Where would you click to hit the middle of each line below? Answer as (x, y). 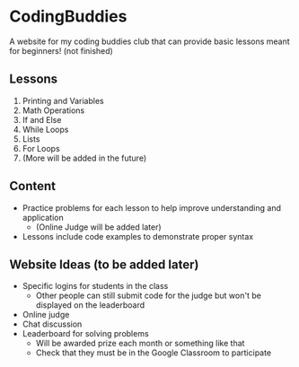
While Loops (45, 129)
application (43, 217)
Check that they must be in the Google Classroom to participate (154, 353)
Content (33, 186)
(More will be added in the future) (84, 158)
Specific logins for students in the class (95, 286)
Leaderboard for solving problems (86, 334)
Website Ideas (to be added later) (104, 264)
